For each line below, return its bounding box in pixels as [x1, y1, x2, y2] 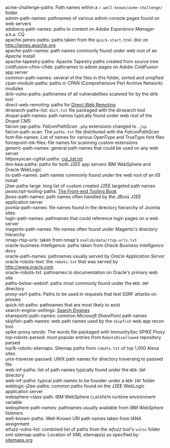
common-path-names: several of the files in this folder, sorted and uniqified [5, 75, 164, 80]
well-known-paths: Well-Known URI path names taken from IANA [5, 415, 142, 422]
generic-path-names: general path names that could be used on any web [5, 145, 159, 151]
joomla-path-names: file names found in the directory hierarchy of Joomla [5, 205, 160, 210]
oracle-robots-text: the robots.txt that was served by [5, 259, 118, 264]
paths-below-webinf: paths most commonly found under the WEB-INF [5, 280, 149, 286]
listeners [5, 410, 23, 416]
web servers [5, 20, 31, 26]
